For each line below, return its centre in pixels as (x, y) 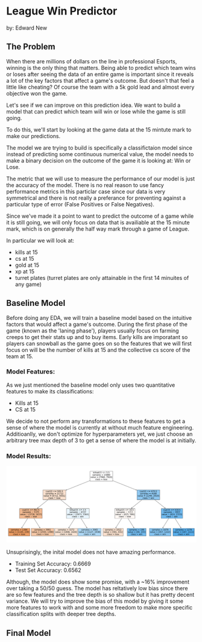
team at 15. (20, 356)
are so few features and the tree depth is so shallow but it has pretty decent (100, 595)
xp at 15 (25, 271)
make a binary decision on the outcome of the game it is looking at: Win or (99, 160)
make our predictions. (33, 136)
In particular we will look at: (40, 240)
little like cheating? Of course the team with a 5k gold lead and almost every (100, 87)
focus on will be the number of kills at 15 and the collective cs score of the (98, 350)
